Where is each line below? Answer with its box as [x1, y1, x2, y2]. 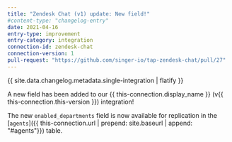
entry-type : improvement [7, 30, 81, 38]
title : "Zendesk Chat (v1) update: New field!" [7, 10, 151, 18]
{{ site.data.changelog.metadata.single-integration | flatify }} [7, 76, 184, 84]
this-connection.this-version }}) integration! [7, 97, 134, 106]
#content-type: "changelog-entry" [7, 17, 110, 24]
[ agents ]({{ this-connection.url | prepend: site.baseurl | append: [7, 119, 193, 127]
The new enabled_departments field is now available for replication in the [7, 111, 218, 119]
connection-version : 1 [7, 50, 74, 58]
